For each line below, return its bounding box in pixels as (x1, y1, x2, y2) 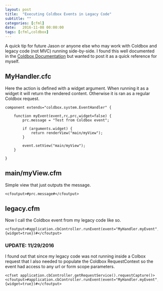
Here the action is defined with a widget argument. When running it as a (5, 85, 149, 91)
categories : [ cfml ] (5, 20, 45, 26)
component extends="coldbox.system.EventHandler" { (5, 105, 112, 110)
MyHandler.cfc (5, 72, 51, 81)
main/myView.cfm (5, 169, 62, 178)
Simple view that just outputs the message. (5, 182, 91, 188)
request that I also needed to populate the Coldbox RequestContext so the (5, 258, 154, 264)
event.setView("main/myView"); (22, 143, 86, 148)
